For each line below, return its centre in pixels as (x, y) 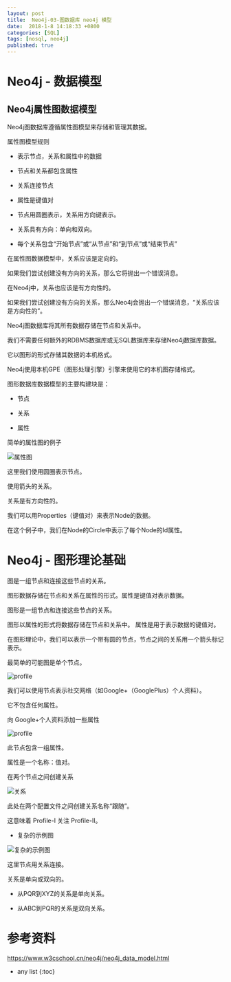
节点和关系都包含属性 (47, 171)
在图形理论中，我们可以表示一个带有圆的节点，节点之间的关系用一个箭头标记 (115, 639)
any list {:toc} (36, 971)
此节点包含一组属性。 (37, 748)
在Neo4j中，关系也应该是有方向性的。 (61, 287)
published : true (30, 45)
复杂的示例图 (35, 835)
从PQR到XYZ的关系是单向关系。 (63, 893)
